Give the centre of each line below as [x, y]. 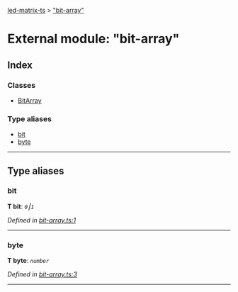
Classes [22, 85]
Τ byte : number [28, 261]
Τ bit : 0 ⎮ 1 [21, 206]
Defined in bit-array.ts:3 [42, 274]
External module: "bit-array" [93, 39]
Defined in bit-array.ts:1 [42, 220]
